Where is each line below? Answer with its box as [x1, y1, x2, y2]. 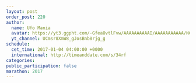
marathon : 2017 [6, 68, 43, 74]
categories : [6, 57, 35, 63]
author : [6, 19, 25, 25]
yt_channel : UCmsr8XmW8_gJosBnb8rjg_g [11, 36, 106, 41]
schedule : [6, 41, 30, 47]
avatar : [11, 30, 30, 36]
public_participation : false [6, 63, 77, 69]
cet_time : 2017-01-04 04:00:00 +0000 [11, 47, 103, 53]
